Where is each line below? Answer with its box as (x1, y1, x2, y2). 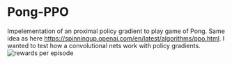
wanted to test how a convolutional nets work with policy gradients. (7, 41, 201, 50)
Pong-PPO (7, 4, 70, 20)
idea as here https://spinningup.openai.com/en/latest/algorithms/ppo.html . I (7, 34, 225, 42)
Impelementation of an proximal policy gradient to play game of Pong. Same (7, 27, 225, 35)
